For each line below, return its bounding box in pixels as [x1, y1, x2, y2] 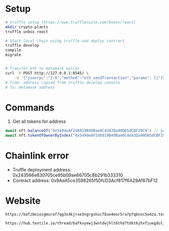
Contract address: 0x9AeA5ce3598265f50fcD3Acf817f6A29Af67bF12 [12, 177, 158, 183]
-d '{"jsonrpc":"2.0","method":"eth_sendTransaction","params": [14, 75, 152, 80]
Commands [5, 102, 55, 113]
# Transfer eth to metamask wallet [5, 66, 80, 71]
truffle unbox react [5, 29, 49, 34]
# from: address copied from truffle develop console [5, 80, 121, 85]
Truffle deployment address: [12, 167, 71, 173]
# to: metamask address [5, 84, 55, 90]
